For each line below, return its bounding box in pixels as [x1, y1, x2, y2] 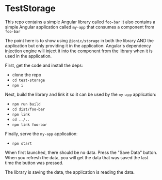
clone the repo [12, 72, 42, 77]
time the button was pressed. [5, 160, 64, 165]
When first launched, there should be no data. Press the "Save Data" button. [5, 150, 158, 155]
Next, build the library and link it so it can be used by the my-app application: [5, 91, 157, 97]
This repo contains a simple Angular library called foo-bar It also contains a [5, 19, 156, 25]
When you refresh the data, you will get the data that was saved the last [5, 154, 148, 160]
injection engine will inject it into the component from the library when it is [5, 48, 153, 54]
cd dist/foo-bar [12, 107, 45, 112]
